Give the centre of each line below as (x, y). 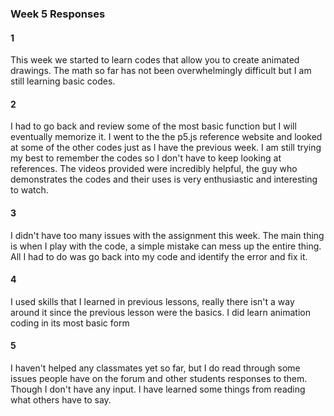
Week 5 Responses (58, 14)
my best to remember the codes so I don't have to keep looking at (146, 158)
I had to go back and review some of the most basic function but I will (153, 126)
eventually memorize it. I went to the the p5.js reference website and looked (166, 137)
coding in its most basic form (70, 323)
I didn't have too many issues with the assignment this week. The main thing (167, 235)
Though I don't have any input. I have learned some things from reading (158, 389)
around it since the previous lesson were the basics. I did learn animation (160, 312)
